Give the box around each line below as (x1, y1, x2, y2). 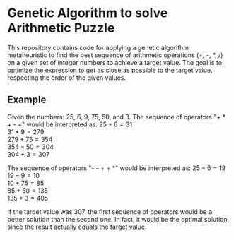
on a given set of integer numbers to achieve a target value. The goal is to (7, 58, 223, 66)
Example (7, 94, 47, 106)
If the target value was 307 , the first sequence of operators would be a (7, 207, 213, 216)
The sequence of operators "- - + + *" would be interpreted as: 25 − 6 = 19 (7, 164, 226, 172)
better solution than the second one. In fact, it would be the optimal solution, (7, 215, 230, 223)
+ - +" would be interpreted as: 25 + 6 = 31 (7, 120, 133, 129)
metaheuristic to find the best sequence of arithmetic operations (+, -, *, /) (7, 51, 223, 59)
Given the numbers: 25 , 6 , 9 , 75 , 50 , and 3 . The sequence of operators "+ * (7, 112, 226, 121)
